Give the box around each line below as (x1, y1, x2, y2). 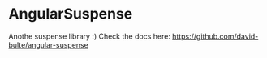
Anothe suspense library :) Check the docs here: (8, 31, 170, 41)
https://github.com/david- (171, 31, 259, 41)
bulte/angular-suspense (8, 39, 89, 49)
